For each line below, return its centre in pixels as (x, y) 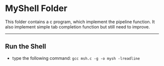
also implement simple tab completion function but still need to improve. (78, 26)
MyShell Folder (36, 8)
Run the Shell (26, 46)
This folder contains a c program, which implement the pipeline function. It (80, 22)
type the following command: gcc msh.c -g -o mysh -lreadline (76, 58)
